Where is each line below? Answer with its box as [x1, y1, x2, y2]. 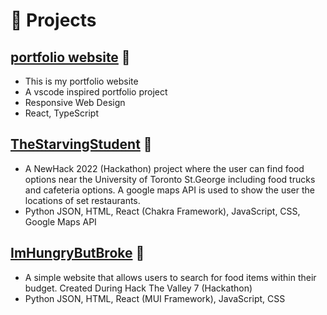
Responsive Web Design [24, 97, 126, 108]
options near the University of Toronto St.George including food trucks [24, 173, 316, 185]
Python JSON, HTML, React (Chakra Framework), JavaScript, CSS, [24, 205, 301, 217]
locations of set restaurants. [24, 194, 141, 206]
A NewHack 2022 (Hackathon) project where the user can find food [24, 162, 305, 174]
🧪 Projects [10, 9, 97, 32]
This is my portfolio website [24, 75, 139, 87]
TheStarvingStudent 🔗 [10, 136, 153, 153]
